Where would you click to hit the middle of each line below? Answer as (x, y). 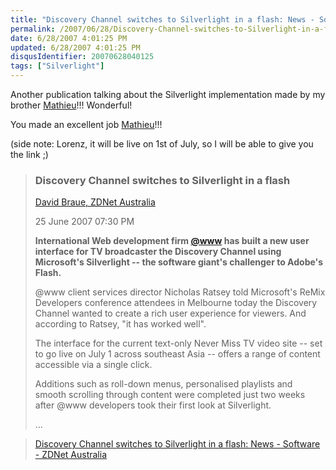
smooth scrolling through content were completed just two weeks (170, 395)
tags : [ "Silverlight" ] (57, 66)
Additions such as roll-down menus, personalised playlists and (163, 384)
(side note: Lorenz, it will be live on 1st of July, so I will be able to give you (162, 144)
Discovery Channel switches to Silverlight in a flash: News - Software (177, 444)
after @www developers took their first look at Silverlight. (153, 405)
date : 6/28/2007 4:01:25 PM (69, 38)
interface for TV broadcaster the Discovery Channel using (158, 252)
